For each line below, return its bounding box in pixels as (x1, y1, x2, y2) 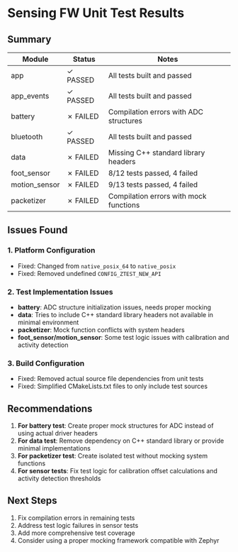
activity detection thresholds (17, 474, 101, 483)
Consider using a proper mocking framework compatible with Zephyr (17, 536, 220, 544)
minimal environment (17, 318, 79, 326)
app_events (11, 91, 50, 101)
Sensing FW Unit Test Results (7, 5, 185, 21)
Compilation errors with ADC (108, 107, 204, 116)
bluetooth (11, 132, 43, 141)
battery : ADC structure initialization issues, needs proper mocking (17, 303, 211, 311)
